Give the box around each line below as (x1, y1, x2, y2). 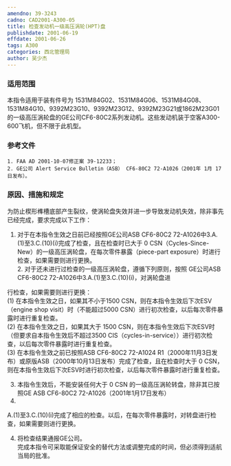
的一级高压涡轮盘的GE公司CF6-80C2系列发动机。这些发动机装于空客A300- (7, 113, 221, 121)
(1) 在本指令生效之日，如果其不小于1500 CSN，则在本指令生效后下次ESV (7, 296, 212, 305)
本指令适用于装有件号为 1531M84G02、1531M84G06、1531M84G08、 (7, 96, 205, 104)
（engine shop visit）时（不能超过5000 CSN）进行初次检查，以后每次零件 (7, 305, 218, 314)
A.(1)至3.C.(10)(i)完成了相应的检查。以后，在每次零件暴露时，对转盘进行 (7, 411, 211, 419)
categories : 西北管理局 (7, 49, 70, 56)
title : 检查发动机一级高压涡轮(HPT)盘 (7, 23, 106, 30)
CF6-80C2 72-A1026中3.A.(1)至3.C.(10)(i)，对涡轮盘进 (16, 273, 170, 281)
